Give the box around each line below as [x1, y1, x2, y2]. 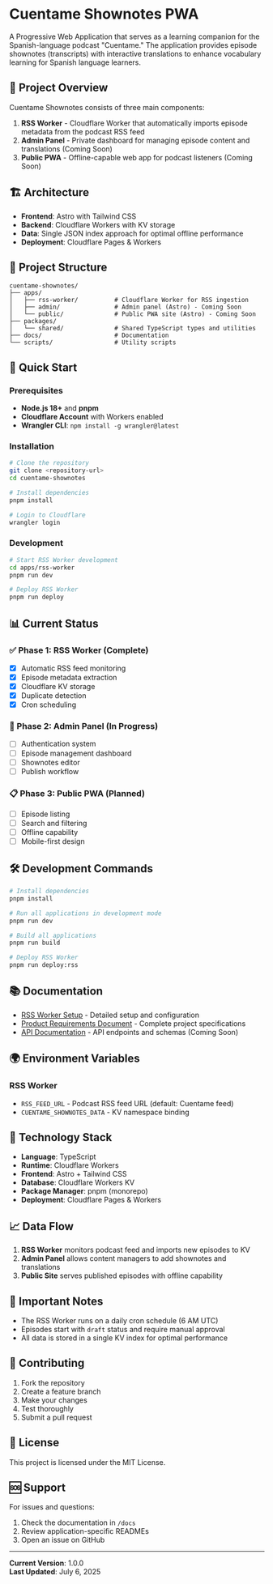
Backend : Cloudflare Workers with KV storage [20, 219, 176, 229]
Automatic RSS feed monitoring [20, 663, 126, 673]
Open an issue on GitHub [20, 1535, 105, 1545]
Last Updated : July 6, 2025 [9, 1567, 101, 1577]
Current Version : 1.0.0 [9, 1558, 84, 1568]
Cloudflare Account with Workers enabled [20, 412, 164, 422]
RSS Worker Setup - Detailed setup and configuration [20, 1010, 199, 1020]
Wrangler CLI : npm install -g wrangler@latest [20, 420, 180, 430]
